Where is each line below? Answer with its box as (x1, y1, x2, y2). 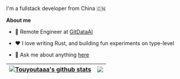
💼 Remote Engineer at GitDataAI (14, 29, 94, 35)
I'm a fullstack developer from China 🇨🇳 (6, 5, 106, 12)
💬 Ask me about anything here (14, 51, 89, 58)
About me (6, 17, 32, 24)
